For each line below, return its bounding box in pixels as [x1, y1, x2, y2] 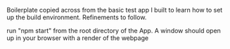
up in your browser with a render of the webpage [6, 34, 149, 42]
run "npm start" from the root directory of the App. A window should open [6, 27, 221, 35]
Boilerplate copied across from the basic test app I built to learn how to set [6, 6, 223, 14]
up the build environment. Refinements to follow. [6, 13, 147, 21]
